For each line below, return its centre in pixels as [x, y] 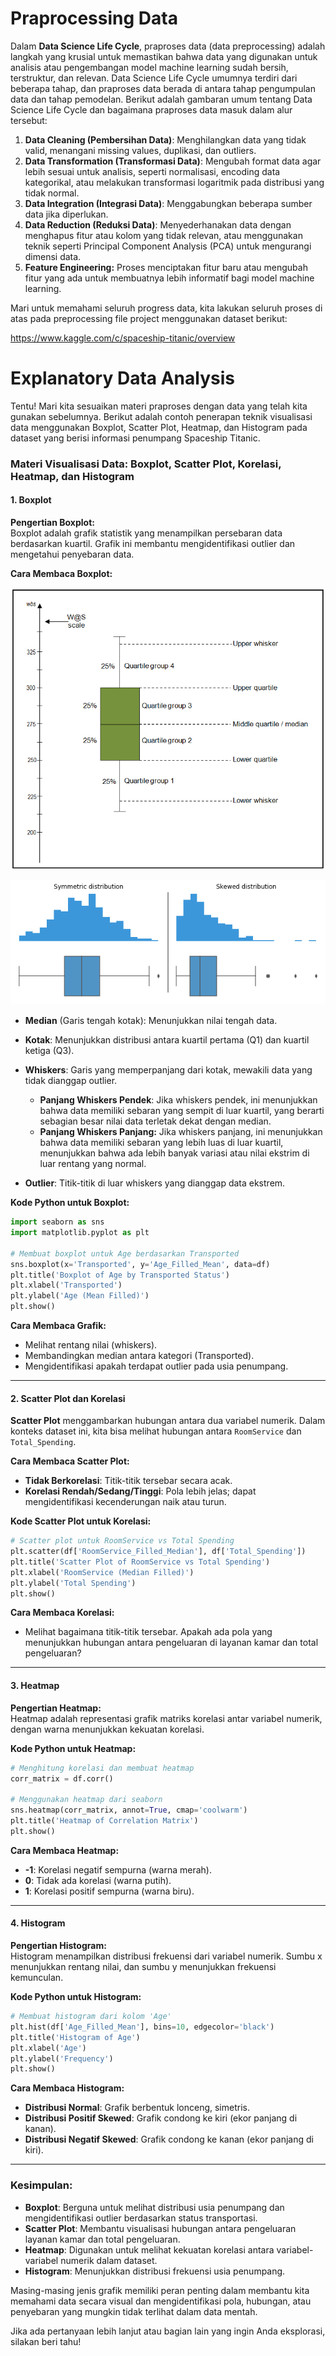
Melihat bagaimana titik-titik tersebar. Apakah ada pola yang [148, 1632]
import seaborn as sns [57, 1222]
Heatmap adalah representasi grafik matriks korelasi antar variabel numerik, [166, 1718]
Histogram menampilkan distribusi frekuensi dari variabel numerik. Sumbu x [166, 1956]
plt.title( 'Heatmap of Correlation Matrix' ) [104, 1821]
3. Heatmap [35, 1686]
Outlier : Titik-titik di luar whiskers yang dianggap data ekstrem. [155, 1183]
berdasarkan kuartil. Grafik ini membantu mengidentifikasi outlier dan [153, 543]
